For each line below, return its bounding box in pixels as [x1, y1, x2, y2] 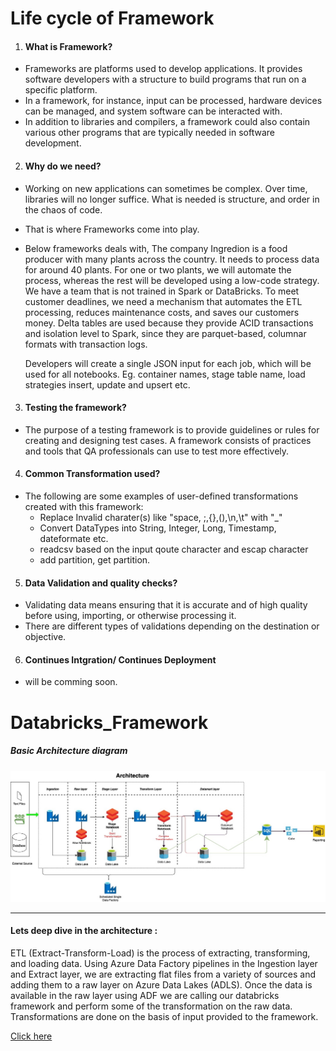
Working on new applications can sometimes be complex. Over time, [24, 182, 308, 194]
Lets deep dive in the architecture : [10, 925, 158, 937]
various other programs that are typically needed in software [24, 127, 275, 139]
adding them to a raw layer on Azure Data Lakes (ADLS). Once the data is [10, 978, 313, 991]
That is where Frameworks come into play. [24, 223, 200, 235]
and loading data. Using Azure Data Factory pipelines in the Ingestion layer [10, 957, 318, 969]
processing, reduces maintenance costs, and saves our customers [24, 306, 300, 318]
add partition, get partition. [39, 554, 151, 566]
